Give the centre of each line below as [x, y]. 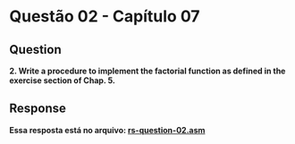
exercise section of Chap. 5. [63, 80]
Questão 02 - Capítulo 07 [105, 17]
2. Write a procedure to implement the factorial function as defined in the [147, 71]
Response [38, 109]
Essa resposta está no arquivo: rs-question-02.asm [107, 130]
